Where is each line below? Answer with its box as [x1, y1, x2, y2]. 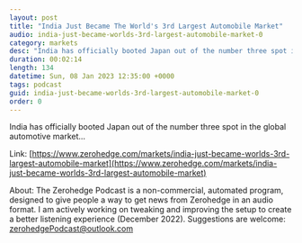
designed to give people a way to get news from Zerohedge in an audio [9, 194, 274, 205]
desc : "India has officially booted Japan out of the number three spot [9, 47, 288, 56]
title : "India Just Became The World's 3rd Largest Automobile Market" [9, 22, 283, 31]
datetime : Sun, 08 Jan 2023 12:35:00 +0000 [9, 72, 175, 81]
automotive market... [9, 131, 86, 142]
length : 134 [9, 64, 54, 73]
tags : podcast [9, 80, 63, 89]
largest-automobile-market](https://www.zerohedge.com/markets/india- [9, 158, 278, 169]
